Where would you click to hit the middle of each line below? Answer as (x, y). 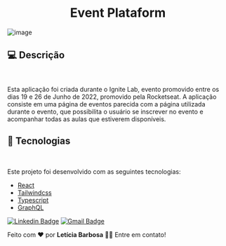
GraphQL (31, 207)
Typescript (33, 200)
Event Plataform (118, 13)
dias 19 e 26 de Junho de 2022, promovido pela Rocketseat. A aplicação (112, 97)
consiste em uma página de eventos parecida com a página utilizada (106, 104)
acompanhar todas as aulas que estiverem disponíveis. (87, 119)
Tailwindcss (34, 192)
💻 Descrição (36, 55)
